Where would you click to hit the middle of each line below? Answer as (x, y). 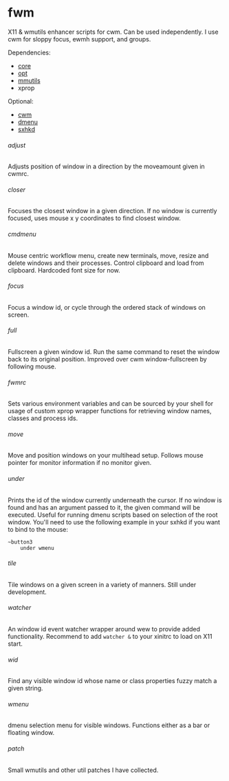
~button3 (20, 542)
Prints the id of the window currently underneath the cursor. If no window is (115, 500)
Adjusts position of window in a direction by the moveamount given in (106, 166)
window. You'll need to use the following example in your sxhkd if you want (114, 522)
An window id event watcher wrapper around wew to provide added (104, 629)
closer (17, 189)
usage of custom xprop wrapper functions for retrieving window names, (110, 411)
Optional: (21, 101)
